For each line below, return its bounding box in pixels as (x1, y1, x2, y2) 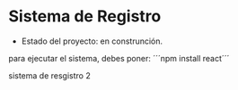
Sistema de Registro (8, 6, 162, 27)
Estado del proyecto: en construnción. (21, 36, 163, 46)
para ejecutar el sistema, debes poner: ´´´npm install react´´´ (8, 53, 230, 63)
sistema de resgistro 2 (8, 70, 91, 81)
